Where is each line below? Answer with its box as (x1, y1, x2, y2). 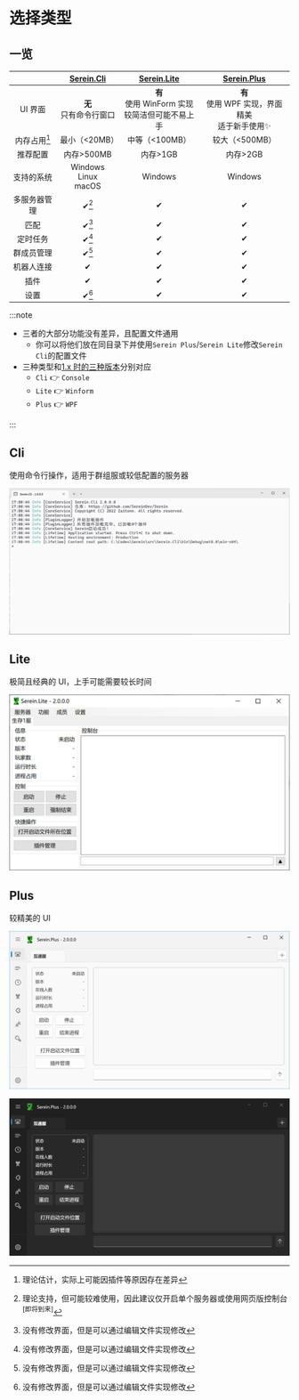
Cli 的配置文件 (35, 351, 87, 361)
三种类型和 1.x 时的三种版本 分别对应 (21, 361, 152, 372)
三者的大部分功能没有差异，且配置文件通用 (21, 328, 179, 339)
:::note (9, 310, 33, 320)
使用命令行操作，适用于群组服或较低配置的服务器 (9, 470, 189, 481)
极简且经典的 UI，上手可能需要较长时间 (9, 676, 153, 687)
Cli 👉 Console (35, 372, 91, 383)
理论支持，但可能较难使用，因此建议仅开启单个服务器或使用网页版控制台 (21, 1293, 287, 1304)
